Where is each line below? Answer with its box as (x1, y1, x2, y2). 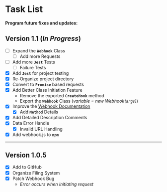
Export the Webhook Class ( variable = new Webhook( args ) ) (19, 98, 138, 104)
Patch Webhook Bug (12, 176, 55, 182)
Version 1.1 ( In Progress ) (5, 34, 81, 43)
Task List (5, 3, 43, 15)
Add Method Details (19, 109, 59, 115)
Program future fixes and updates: (5, 20, 78, 26)
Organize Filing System (12, 170, 60, 176)
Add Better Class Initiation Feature (12, 87, 83, 93)
